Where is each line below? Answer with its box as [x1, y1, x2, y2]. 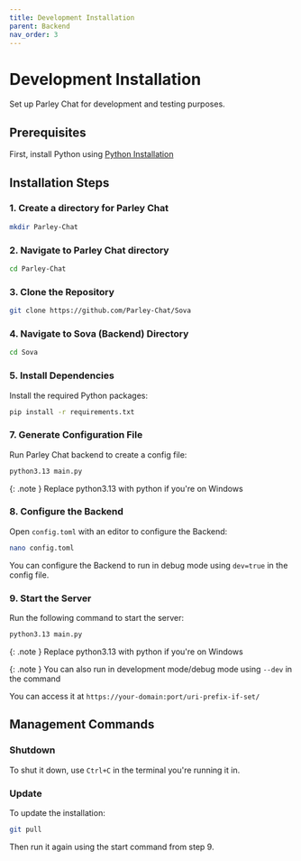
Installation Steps [9, 175, 110, 190]
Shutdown [9, 744, 56, 756]
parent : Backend [9, 22, 70, 31]
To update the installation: [9, 807, 105, 818]
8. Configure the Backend [9, 505, 124, 518]
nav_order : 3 [9, 30, 59, 39]
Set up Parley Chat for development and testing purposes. [9, 98, 225, 109]
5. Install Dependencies [9, 369, 114, 382]
